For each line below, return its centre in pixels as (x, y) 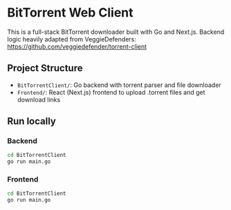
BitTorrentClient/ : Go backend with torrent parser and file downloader (119, 85)
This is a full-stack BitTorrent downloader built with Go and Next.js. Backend (116, 32)
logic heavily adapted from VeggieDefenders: (72, 39)
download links (39, 99)
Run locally (32, 121)
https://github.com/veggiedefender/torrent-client (77, 46)
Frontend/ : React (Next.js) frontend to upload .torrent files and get (111, 92)
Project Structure (45, 68)
